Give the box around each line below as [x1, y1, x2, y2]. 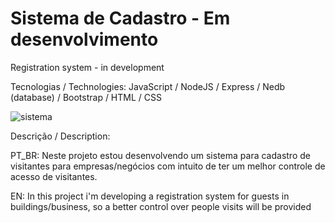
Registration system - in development [10, 61, 165, 73]
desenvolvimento [10, 28, 159, 51]
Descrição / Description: [10, 130, 111, 142]
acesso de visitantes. [10, 170, 98, 182]
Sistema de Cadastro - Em [10, 7, 231, 30]
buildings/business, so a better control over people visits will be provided [10, 200, 312, 212]
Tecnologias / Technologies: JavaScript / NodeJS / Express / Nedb [10, 80, 286, 92]
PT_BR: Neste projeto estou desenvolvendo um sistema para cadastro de [10, 149, 311, 161]
